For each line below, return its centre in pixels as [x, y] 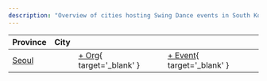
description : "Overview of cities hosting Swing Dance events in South [129, 15]
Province [29, 42]
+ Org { [91, 55]
